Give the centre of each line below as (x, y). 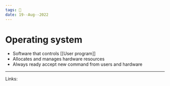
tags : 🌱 (13, 10)
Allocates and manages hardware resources (58, 59)
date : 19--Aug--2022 (27, 15)
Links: (11, 79)
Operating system (44, 40)
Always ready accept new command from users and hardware (77, 64)
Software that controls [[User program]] (54, 54)
